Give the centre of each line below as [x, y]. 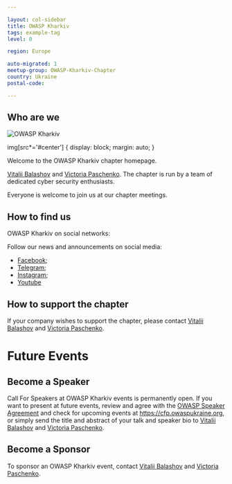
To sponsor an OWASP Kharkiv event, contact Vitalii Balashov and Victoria [113, 466]
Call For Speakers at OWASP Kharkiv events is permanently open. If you [110, 398]
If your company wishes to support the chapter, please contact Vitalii [106, 321]
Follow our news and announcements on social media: [85, 247]
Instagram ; [33, 275]
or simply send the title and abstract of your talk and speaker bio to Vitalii [111, 420]
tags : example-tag [34, 33]
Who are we [34, 117]
